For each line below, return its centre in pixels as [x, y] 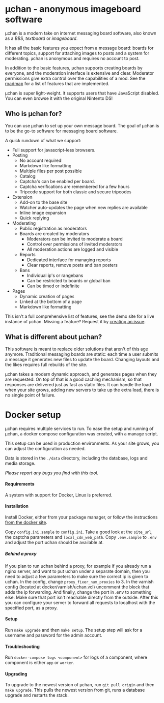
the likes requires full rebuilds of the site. [46, 365]
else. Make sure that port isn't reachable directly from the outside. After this [82, 597]
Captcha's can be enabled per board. [57, 181]
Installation [17, 506]
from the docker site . [26, 522]
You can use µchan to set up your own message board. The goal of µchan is [82, 125]
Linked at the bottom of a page [51, 302]
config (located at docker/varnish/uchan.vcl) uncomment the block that [77, 587]
